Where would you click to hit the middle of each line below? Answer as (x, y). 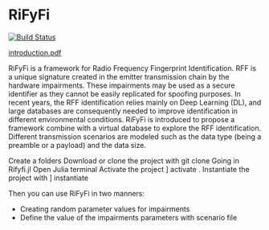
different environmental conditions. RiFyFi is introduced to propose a (122, 119)
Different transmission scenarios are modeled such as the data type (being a (135, 136)
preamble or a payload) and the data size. (77, 145)
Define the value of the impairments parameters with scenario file (128, 217)
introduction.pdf (35, 52)
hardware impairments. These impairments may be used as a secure (122, 85)
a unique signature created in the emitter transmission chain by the (119, 76)
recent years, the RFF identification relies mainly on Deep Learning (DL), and (135, 102)
